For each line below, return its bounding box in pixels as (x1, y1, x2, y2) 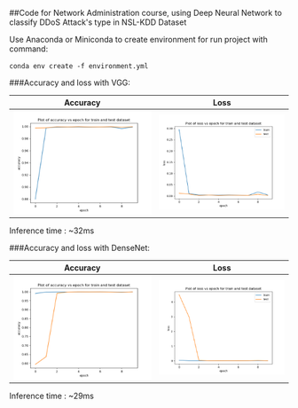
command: (9, 43, 49, 54)
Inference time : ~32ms (9, 225, 95, 236)
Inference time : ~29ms (9, 390, 95, 402)
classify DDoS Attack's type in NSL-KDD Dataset (9, 17, 187, 27)
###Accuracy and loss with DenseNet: (9, 243, 151, 254)
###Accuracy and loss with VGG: (9, 77, 131, 88)
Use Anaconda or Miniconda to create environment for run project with (9, 35, 268, 44)
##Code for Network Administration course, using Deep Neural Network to (9, 8, 282, 18)
